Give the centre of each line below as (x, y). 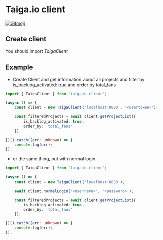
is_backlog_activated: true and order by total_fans (64, 85)
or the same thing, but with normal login (54, 159)
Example (19, 67)
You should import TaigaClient (36, 51)
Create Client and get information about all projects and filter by (78, 79)
